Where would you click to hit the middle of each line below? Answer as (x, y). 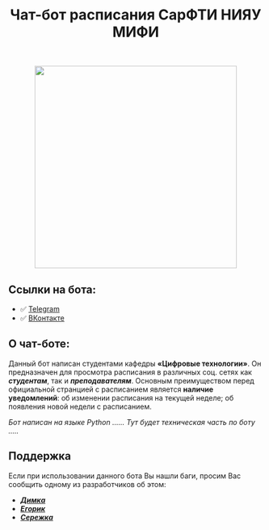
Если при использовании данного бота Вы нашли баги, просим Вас (125, 476)
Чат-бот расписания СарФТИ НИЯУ (136, 15)
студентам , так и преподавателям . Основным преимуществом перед (131, 380)
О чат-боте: (39, 344)
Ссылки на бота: (53, 289)
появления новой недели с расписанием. (80, 406)
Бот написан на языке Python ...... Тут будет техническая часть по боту (132, 422)
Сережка (37, 517)
